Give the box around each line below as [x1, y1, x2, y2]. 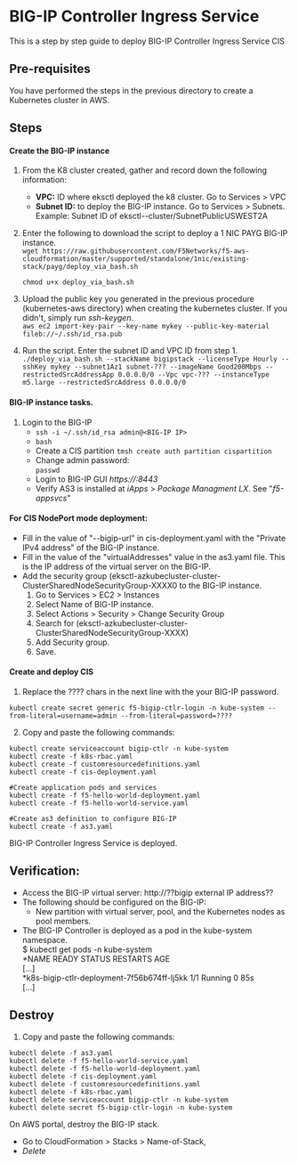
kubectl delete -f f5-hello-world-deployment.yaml [9, 1064, 201, 1073]
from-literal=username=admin [9, 711, 117, 720]
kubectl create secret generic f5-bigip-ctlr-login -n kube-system [9, 703, 265, 712]
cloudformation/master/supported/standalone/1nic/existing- [21, 255, 250, 264]
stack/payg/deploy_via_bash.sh [21, 263, 139, 272]
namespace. [21, 934, 68, 945]
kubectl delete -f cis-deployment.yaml [9, 1071, 157, 1081]
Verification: [9, 864, 80, 879]
